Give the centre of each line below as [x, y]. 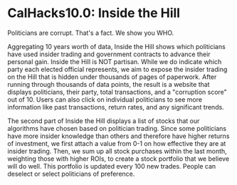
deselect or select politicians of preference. [71, 174]
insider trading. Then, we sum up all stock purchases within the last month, [117, 151]
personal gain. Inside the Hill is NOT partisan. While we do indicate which [115, 61]
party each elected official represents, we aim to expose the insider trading [117, 69]
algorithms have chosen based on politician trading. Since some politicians [117, 128]
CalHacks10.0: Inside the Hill [94, 13]
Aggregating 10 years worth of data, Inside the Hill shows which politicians [116, 46]
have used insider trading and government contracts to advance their [109, 54]
